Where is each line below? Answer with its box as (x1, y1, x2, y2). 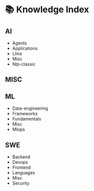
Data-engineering (12, 105, 48, 111)
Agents (12, 40, 27, 46)
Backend (12, 154, 31, 160)
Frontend (12, 164, 31, 171)
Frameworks (12, 111, 38, 117)
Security (12, 180, 30, 186)
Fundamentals (12, 116, 41, 122)
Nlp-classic (12, 61, 36, 67)
